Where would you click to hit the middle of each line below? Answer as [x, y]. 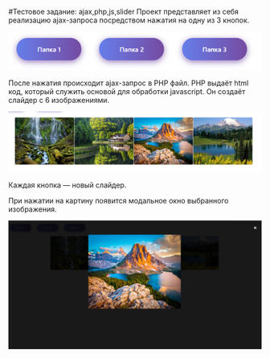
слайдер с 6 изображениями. [59, 100]
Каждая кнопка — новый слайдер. [67, 185]
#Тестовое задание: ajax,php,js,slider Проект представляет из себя [124, 12]
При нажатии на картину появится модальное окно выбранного [119, 201]
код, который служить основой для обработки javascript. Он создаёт [127, 91]
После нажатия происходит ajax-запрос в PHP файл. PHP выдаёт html [129, 83]
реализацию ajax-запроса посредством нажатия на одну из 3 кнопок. [129, 20]
